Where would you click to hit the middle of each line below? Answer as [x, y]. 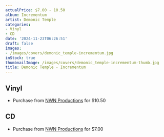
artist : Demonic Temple [31, 19]
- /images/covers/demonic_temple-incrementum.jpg [59, 53]
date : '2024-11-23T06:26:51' [36, 39]
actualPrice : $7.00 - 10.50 [35, 10]
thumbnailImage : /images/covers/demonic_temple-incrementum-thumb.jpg [82, 63]
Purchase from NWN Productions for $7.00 [58, 129]
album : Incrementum [26, 15]
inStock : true [20, 58]
